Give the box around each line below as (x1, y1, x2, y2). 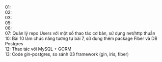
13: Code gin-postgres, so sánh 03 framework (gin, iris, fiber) (5, 51, 129, 57)
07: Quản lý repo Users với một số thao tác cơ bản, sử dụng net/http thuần (5, 31, 156, 36)
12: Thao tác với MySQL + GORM (5, 46, 72, 52)
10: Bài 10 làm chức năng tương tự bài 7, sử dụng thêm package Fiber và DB (5, 35, 158, 41)
